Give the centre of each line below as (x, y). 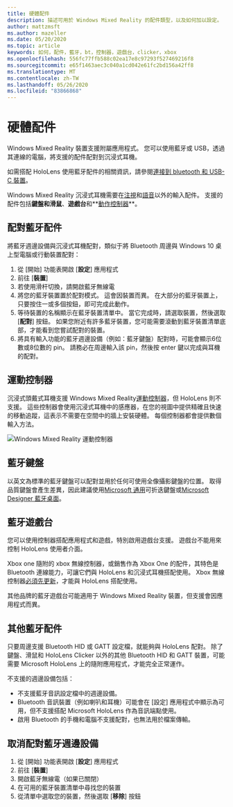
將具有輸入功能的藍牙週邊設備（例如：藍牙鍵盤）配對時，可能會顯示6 (116, 338)
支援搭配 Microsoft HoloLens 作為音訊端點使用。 (111, 711)
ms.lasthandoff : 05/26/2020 (48, 85)
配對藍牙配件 (35, 227)
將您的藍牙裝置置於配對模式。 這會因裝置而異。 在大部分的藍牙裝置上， (119, 295)
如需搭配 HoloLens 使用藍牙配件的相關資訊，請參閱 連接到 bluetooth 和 (107, 172)
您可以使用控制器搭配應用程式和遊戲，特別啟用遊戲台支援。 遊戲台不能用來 (114, 540)
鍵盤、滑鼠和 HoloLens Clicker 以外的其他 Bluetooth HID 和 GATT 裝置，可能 (116, 655)
